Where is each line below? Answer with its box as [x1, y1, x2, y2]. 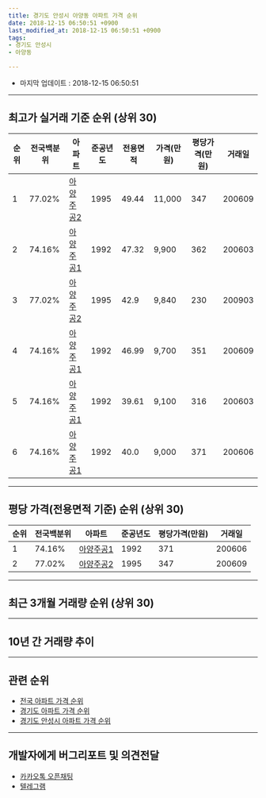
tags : [8, 33, 26, 42]
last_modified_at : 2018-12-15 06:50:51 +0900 [8, 26, 161, 34]
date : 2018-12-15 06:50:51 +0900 [8, 19, 119, 27]
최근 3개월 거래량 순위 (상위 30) [8, 596, 154, 610]
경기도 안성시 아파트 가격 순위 [19, 716, 111, 726]
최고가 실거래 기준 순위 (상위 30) [8, 111, 158, 125]
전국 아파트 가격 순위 [19, 696, 84, 706]
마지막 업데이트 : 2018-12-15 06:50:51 [19, 79, 139, 87]
